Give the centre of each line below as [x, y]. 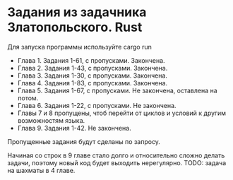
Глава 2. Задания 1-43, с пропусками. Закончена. [92, 68]
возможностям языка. [51, 120]
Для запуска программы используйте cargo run [79, 47]
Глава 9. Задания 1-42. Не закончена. [74, 128]
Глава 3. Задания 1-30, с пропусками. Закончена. [92, 76]
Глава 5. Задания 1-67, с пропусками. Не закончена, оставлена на [117, 90]
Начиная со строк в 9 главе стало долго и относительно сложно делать [116, 155]
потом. [28, 98]
